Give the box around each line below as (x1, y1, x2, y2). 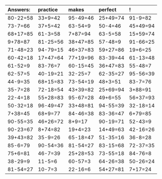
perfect (99, 6, 117, 13)
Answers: (7, 6, 30, 13)
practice (38, 6, 58, 13)
